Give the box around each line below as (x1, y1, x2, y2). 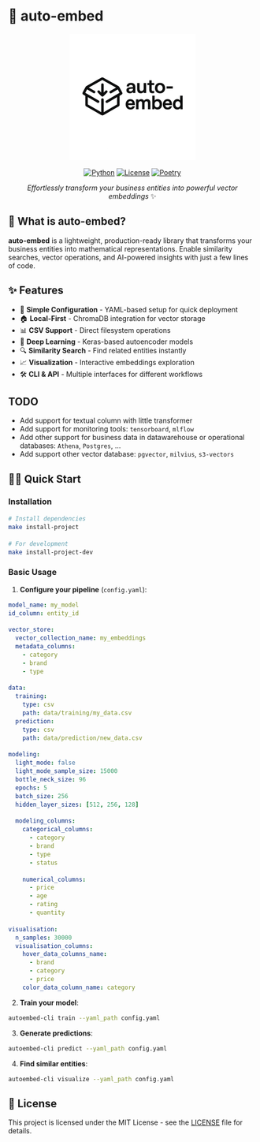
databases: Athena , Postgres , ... (19, 441, 121, 450)
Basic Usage (8, 567, 58, 578)
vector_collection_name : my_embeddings (15, 634, 147, 642)
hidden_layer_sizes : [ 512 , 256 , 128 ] (15, 801, 139, 808)
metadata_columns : (15, 643, 76, 651)
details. (8, 1126, 32, 1136)
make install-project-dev (8, 548, 93, 556)
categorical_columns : (22, 826, 93, 834)
